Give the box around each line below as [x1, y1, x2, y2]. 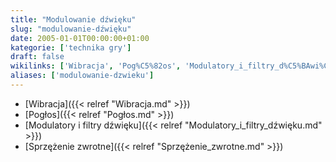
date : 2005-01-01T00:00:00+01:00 [10, 33, 150, 43]
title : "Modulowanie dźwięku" [10, 14, 137, 25]
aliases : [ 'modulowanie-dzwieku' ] [10, 71, 155, 81]
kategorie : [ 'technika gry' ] [10, 42, 132, 53]
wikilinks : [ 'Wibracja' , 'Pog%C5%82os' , [10, 61, 182, 71]
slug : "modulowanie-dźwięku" [10, 24, 132, 34]
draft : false [10, 52, 65, 62]
